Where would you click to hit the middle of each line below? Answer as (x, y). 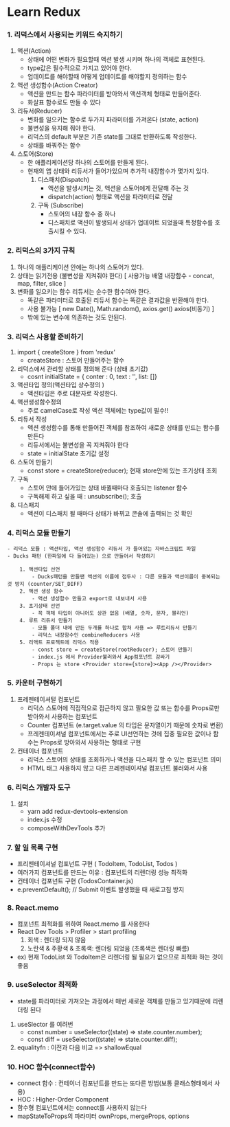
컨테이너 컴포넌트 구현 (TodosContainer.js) (75, 881)
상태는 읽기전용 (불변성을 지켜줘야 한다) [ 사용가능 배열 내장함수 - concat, (115, 275)
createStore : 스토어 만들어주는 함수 (76, 361)
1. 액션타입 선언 (40, 570)
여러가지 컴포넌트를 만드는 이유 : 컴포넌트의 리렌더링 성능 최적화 (102, 872)
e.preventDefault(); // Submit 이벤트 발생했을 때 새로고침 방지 (101, 889)
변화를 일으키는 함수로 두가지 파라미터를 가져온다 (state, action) (113, 119)
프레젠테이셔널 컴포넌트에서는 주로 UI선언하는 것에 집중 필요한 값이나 (119, 733)
